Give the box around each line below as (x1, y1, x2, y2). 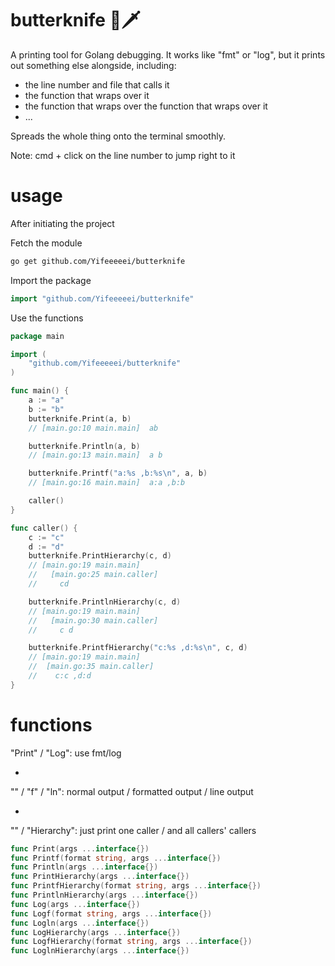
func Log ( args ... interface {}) (10, 899, 141, 909)
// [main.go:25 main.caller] (28, 570, 159, 580)
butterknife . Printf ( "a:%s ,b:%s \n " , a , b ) (28, 468, 208, 479)
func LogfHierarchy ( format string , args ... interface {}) (10, 937, 253, 947)
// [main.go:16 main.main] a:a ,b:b (28, 478, 186, 488)
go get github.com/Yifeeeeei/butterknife (10, 256, 186, 266)
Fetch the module (10, 237, 83, 249)
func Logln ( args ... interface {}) (10, 918, 150, 928)
